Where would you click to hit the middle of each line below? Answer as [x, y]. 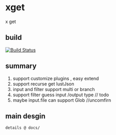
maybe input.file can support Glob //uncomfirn [62, 100]
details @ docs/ [23, 128]
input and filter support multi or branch [54, 89]
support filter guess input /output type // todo [61, 95]
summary [21, 66]
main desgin [25, 116]
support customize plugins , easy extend [56, 78]
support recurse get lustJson [43, 84]
